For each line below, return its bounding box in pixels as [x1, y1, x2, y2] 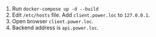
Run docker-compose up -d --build [11, 5, 99, 12]
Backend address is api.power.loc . [11, 24, 99, 31]
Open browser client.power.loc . [11, 18, 94, 24]
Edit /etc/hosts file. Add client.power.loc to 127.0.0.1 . [11, 11, 150, 18]
